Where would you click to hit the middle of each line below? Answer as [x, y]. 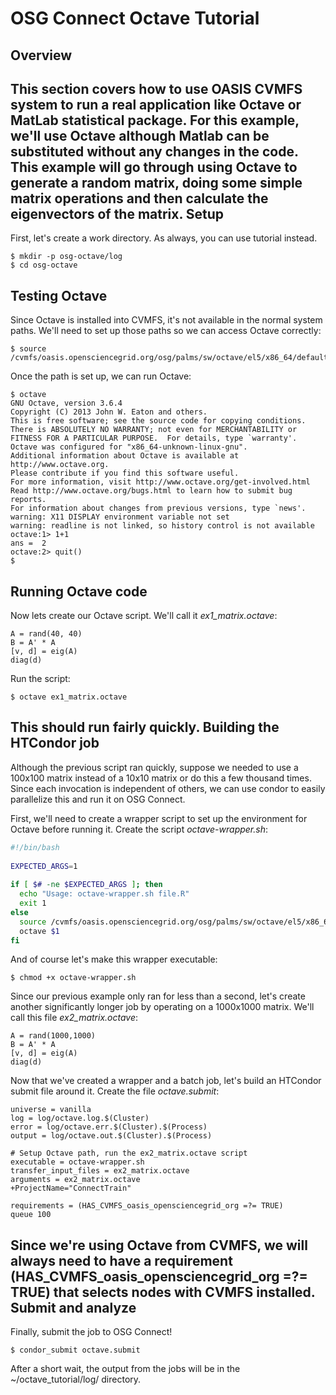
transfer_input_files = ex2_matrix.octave [100, 1171]
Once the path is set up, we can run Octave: [101, 376]
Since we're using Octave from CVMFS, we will [159, 1245]
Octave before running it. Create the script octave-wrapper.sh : [139, 829]
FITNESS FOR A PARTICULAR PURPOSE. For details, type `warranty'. [154, 438]
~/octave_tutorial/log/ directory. [76, 1379]
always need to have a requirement [121, 1260]
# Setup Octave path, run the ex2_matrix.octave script [129, 1153]
